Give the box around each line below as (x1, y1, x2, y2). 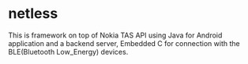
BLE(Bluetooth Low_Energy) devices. (8, 47, 129, 56)
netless (8, 5, 58, 23)
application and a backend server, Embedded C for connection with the (8, 38, 240, 48)
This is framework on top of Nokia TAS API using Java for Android (8, 30, 223, 40)
